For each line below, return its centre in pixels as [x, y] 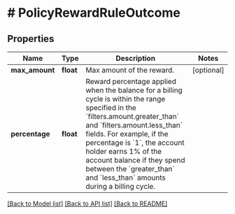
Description [135, 58]
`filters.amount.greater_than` [133, 116]
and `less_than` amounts [126, 178]
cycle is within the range [126, 99]
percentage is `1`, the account [135, 143]
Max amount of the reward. [130, 70]
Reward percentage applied [131, 81]
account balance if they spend [135, 160]
